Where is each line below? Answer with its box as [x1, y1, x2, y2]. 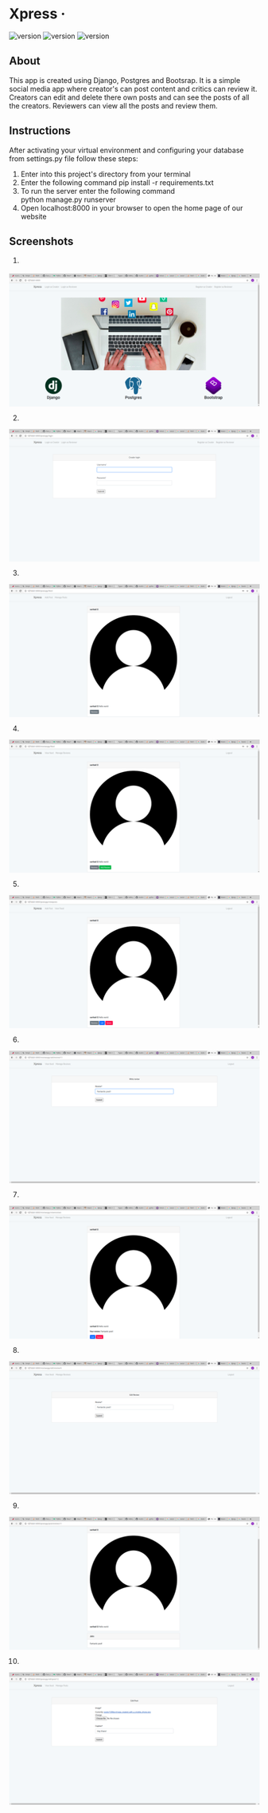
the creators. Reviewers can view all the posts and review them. [9, 101, 218, 110]
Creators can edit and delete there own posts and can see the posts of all [9, 93, 250, 102]
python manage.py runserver [20, 195, 116, 204]
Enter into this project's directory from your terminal [20, 169, 191, 179]
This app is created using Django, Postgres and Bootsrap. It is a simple [9, 75, 241, 85]
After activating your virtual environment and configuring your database [9, 145, 244, 155]
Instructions [9, 124, 71, 138]
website [20, 211, 47, 221]
